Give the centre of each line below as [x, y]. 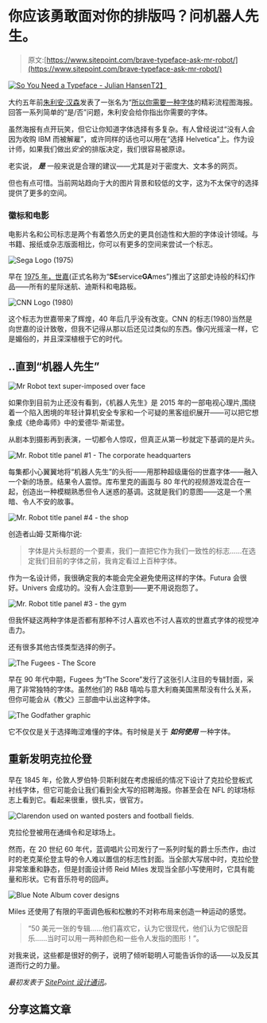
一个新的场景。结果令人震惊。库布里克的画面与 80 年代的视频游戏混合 [122, 482]
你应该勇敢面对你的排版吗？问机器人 [127, 16]
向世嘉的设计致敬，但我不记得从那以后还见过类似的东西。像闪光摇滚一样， [130, 329]
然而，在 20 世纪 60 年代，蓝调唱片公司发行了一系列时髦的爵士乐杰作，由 [129, 849]
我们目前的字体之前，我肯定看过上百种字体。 [108, 561]
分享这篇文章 [40, 1010]
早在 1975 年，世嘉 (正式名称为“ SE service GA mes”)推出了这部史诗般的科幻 [128, 276]
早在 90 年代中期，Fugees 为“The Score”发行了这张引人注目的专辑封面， [128, 680]
